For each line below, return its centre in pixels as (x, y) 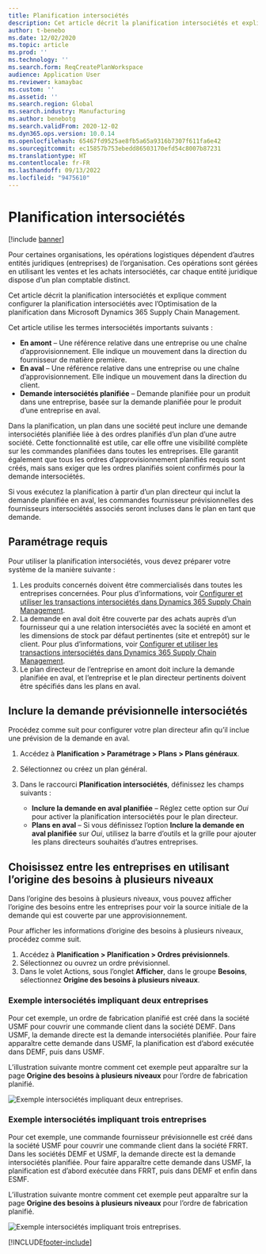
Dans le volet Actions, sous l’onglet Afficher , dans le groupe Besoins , (133, 971)
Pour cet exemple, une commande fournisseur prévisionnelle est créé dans (131, 1137)
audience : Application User (55, 75)
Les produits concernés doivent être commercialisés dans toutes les (131, 585)
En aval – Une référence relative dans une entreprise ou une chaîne (129, 368)
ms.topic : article (38, 45)
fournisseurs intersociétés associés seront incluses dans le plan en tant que (132, 508)
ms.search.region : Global (51, 104)
